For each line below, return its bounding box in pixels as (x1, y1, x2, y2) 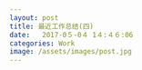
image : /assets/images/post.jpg (9, 47, 132, 56)
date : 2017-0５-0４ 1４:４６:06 (9, 30, 134, 39)
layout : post (9, 13, 59, 23)
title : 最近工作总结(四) (9, 22, 94, 31)
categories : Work (9, 38, 76, 48)
